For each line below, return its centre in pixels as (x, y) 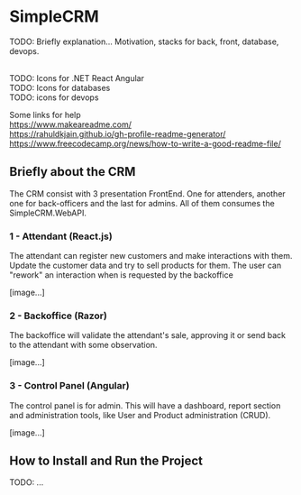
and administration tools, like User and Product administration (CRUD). (140, 415)
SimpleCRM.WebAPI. (48, 213)
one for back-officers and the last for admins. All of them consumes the (142, 203)
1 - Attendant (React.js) (61, 236)
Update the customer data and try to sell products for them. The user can (146, 266)
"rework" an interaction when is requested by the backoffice (122, 275)
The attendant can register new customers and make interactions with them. (151, 256)
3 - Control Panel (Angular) (69, 386)
